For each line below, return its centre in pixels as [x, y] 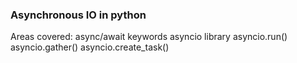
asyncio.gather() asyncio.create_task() [90, 47]
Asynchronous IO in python [78, 15]
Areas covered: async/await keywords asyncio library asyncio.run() [149, 37]
